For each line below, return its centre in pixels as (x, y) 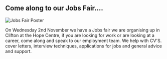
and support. (18, 51)
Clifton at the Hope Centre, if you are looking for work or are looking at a (80, 35)
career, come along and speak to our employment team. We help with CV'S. (83, 40)
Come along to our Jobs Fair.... (54, 8)
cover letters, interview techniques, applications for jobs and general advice (83, 46)
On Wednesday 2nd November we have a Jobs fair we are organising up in (82, 30)
